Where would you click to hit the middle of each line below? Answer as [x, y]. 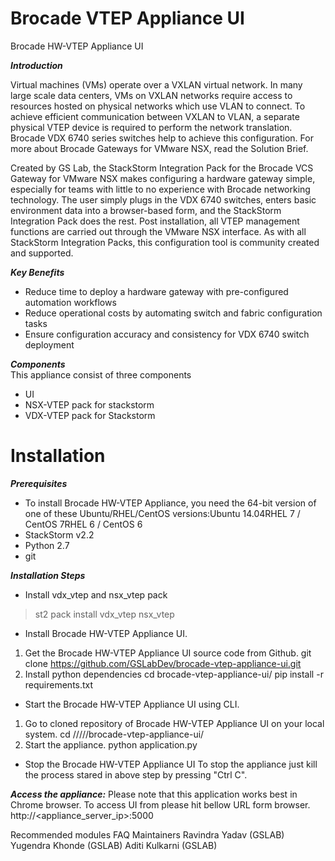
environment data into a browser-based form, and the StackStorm [146, 210]
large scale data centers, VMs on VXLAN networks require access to [151, 95]
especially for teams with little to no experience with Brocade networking [160, 189]
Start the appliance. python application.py [111, 744]
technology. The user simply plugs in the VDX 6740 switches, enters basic [163, 199]
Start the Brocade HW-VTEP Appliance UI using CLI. [132, 704]
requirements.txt [59, 684]
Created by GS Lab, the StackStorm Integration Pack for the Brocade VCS [162, 168]
